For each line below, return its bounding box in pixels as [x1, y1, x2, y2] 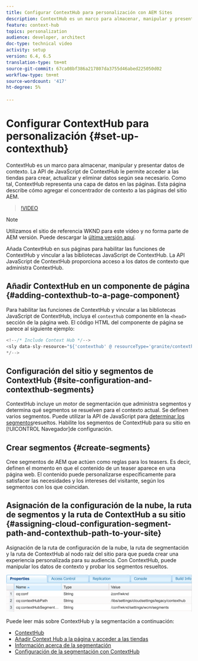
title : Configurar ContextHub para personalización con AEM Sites [6, 9, 173, 15]
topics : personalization [6, 28, 67, 34]
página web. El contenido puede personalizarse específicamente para [6, 471, 176, 478]
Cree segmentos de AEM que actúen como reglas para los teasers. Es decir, [6, 459, 192, 465]
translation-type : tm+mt [6, 59, 67, 65]
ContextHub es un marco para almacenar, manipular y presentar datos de [6, 162, 184, 169]
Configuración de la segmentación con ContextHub [14, 648, 140, 655]
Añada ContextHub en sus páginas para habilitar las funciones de [6, 245, 166, 252]
